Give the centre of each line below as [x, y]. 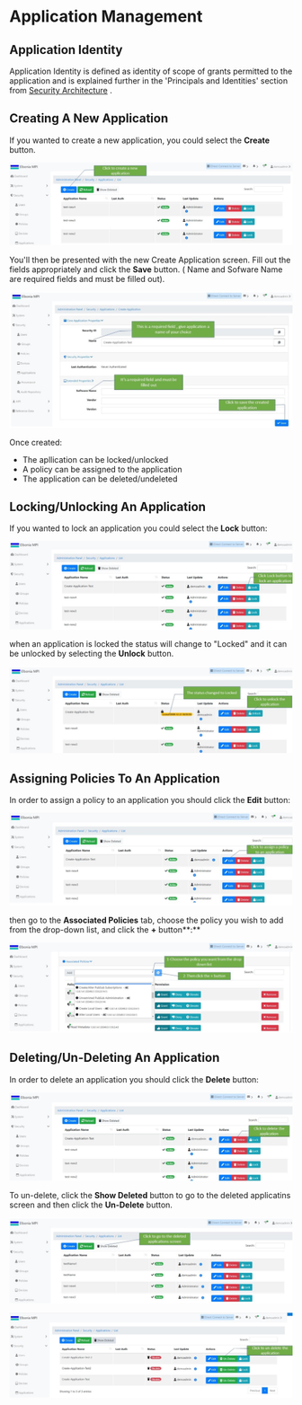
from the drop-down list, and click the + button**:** [105, 929]
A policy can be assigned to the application [102, 469]
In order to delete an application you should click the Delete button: [134, 1079]
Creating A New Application [89, 119]
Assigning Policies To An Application [115, 778]
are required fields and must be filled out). [87, 278]
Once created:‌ [36, 442]
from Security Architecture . [61, 90]
